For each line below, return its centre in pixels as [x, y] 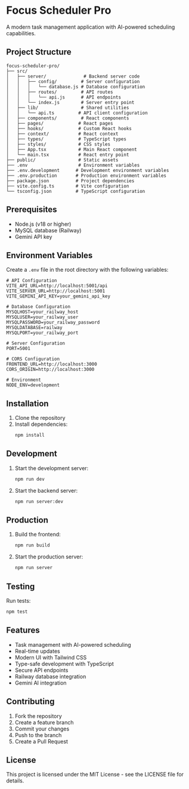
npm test [17, 612]
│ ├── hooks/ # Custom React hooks [69, 128]
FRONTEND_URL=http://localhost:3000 [52, 364]
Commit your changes [42, 729]
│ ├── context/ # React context [62, 134]
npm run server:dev [39, 501]
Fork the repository [38, 716]
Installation [27, 403]
